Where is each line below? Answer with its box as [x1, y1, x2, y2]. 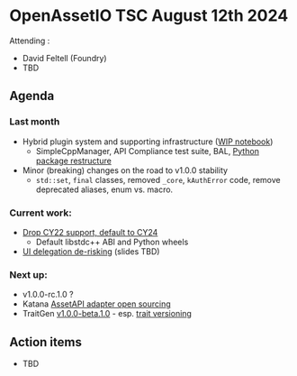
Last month [9, 115, 60, 128]
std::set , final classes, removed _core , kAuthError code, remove [35, 174, 281, 185]
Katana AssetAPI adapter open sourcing [22, 298, 171, 309]
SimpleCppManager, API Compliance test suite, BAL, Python [35, 145, 259, 156]
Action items [9, 335, 83, 350]
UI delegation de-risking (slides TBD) [22, 245, 160, 257]
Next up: [9, 268, 48, 280]
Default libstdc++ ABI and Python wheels [35, 236, 189, 247]
